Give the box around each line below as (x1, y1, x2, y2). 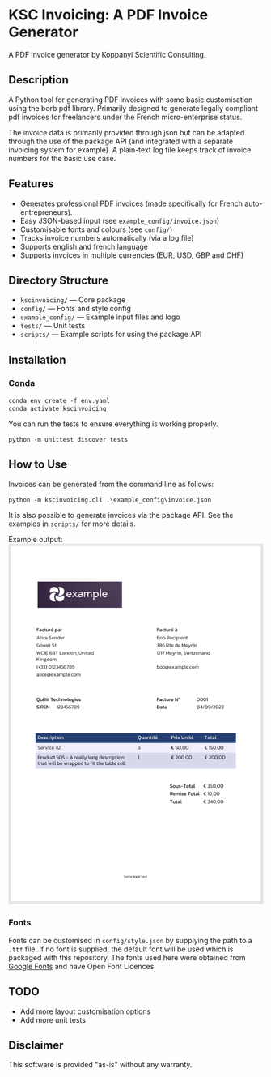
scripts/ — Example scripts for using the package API (19, 330, 202, 340)
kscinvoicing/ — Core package (19, 295, 126, 305)
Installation (8, 353, 66, 366)
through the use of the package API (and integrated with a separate (8, 136, 233, 146)
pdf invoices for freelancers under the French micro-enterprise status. (8, 112, 243, 122)
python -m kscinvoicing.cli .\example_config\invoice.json (8, 496, 212, 504)
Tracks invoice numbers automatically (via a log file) (19, 233, 194, 242)
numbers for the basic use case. (8, 153, 116, 163)
